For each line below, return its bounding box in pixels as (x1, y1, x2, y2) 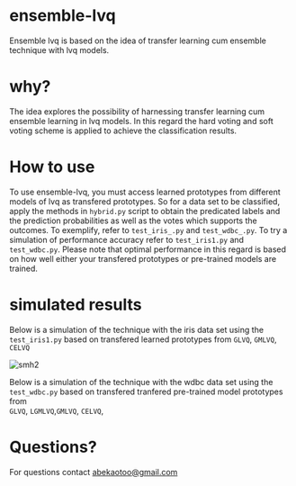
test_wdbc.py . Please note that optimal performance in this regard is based (9, 244, 286, 255)
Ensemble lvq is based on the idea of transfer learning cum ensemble (9, 35, 267, 46)
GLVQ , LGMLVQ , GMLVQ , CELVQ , (9, 405, 104, 416)
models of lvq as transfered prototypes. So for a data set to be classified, (9, 195, 281, 207)
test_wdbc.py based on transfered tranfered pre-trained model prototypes (9, 386, 283, 397)
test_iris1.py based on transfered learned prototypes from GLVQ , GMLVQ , (9, 334, 277, 345)
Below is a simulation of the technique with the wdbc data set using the (9, 376, 274, 387)
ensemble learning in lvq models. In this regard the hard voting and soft (9, 115, 274, 126)
